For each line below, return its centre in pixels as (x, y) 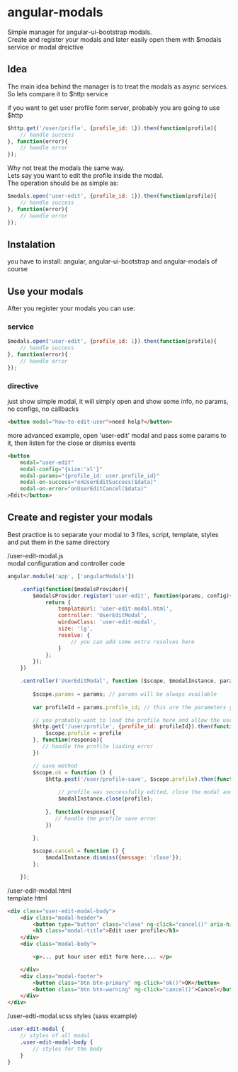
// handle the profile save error (106, 818)
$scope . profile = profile (83, 733)
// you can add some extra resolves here (132, 642)
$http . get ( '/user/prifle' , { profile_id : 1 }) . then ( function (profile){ (112, 128)
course (18, 269)
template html (27, 898)
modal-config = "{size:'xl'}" (61, 469)
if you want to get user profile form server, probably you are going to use (114, 108)
